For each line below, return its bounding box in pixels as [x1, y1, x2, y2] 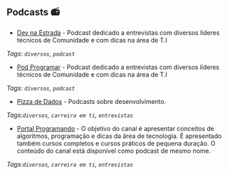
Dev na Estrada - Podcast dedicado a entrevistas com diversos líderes [16, 28, 220, 37]
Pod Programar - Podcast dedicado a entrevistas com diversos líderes [16, 63, 220, 71]
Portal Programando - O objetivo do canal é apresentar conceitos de [16, 124, 214, 132]
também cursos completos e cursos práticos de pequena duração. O [16, 139, 216, 147]
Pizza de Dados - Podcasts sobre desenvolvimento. [16, 97, 166, 105]
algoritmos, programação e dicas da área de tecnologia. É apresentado [16, 132, 222, 140]
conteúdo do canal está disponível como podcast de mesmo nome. [16, 146, 211, 155]
